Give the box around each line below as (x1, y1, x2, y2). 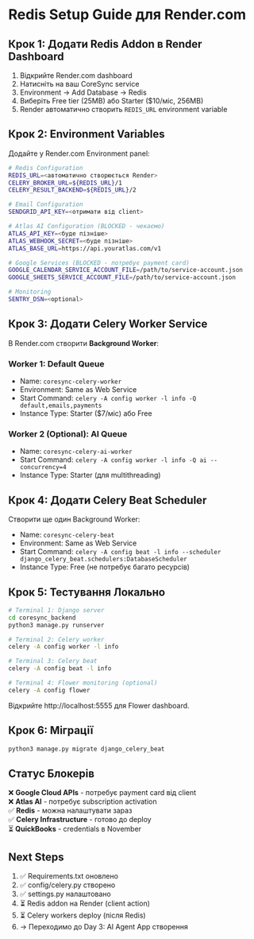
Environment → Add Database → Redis (19, 87, 147, 97)
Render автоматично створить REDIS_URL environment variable (19, 105, 228, 114)
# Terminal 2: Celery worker (8, 635, 105, 643)
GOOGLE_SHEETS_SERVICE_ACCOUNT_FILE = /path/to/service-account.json (8, 274, 237, 281)
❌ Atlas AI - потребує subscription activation (8, 797, 157, 806)
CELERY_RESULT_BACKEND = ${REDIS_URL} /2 (8, 186, 137, 194)
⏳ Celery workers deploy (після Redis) (19, 910, 146, 920)
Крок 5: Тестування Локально (8, 585, 165, 599)
